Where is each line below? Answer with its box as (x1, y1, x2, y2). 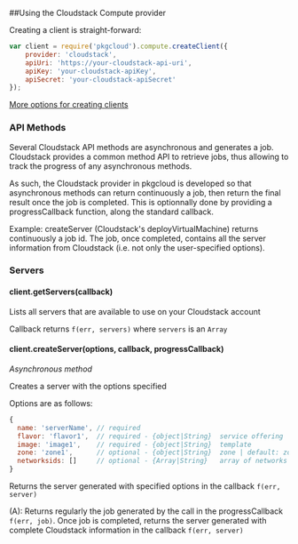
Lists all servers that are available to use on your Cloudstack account (9, 306, 262, 316)
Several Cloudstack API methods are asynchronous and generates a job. (9, 141, 274, 152)
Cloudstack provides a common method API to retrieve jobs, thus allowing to (9, 151, 289, 162)
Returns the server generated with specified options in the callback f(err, (9, 481, 281, 492)
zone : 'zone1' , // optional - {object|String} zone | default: (17, 448, 279, 457)
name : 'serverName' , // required (17, 423, 141, 432)
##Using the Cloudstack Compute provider (9, 8, 167, 18)
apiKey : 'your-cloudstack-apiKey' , (25, 67, 157, 76)
